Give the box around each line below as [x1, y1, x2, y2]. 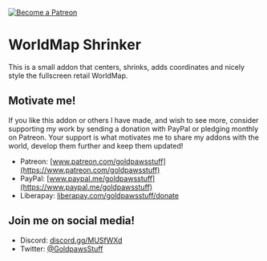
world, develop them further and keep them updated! [8, 141, 184, 150]
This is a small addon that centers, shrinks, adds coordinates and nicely [8, 62, 245, 71]
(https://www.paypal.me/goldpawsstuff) [19, 181, 153, 192]
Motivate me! [8, 94, 76, 108]
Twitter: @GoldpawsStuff [19, 243, 103, 253]
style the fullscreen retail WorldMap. [8, 71, 128, 80]
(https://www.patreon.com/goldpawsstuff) [19, 165, 160, 174]
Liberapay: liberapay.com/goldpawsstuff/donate [19, 190, 179, 200]
